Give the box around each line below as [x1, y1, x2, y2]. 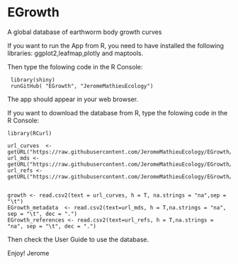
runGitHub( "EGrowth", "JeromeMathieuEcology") [10, 82, 154, 89]
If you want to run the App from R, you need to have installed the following [7, 41, 225, 50]
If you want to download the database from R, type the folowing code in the [7, 108, 228, 117]
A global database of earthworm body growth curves [7, 28, 162, 36]
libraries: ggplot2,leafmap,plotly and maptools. [7, 49, 144, 57]
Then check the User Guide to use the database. [7, 235, 149, 243]
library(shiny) [10, 76, 55, 84]
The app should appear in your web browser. [7, 95, 139, 103]
